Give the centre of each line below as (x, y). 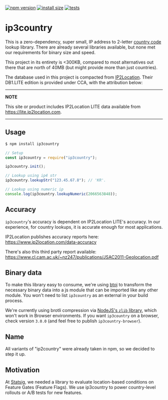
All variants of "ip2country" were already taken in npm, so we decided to (80, 349)
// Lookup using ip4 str (31, 176)
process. (14, 301)
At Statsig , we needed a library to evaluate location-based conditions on (79, 382)
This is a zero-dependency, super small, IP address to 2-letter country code (83, 42)
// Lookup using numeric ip (34, 189)
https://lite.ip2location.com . (33, 112)
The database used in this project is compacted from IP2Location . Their (79, 77)
